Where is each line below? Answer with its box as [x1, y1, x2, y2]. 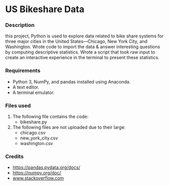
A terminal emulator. [12, 89, 54, 96]
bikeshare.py [20, 119, 47, 125]
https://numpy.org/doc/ [12, 170, 62, 176]
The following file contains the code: [12, 114, 89, 120]
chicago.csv [20, 130, 46, 136]
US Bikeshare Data [5, 4, 85, 15]
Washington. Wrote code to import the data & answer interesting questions [5, 44, 160, 50]
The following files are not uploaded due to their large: [12, 124, 126, 130]
